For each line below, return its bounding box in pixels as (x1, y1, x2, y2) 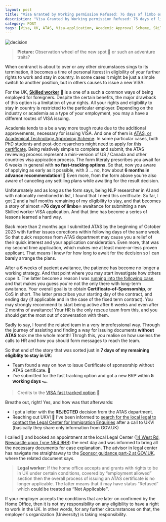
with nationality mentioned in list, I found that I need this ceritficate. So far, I (5, 193, 159, 199)
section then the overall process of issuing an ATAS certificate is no (17, 475, 155, 481)
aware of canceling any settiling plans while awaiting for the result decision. (5, 178, 160, 184)
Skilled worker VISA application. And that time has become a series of (5, 209, 147, 215)
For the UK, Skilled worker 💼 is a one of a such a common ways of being (5, 89, 153, 95)
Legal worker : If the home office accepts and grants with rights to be (17, 465, 158, 471)
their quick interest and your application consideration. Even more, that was (5, 239, 159, 245)
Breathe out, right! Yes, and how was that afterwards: (5, 400, 114, 406)
